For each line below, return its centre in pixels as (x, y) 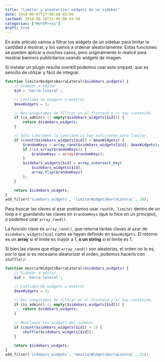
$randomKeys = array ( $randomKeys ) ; (68, 154)
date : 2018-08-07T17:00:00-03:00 (39, 14)
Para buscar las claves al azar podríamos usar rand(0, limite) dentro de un (82, 209)
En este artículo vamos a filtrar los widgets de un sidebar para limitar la (77, 42)
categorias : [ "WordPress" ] (33, 23)
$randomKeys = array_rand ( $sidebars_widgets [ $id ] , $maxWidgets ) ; (91, 145)
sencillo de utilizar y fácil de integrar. (42, 72)
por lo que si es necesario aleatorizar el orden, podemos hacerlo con (75, 254)
